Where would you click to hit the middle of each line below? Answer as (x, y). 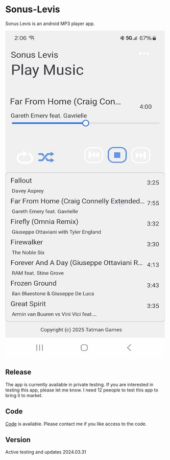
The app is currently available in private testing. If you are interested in (79, 384)
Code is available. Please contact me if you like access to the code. (76, 424)
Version (18, 440)
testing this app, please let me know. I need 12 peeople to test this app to (82, 390)
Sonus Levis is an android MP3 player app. (50, 24)
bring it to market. (24, 395)
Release (18, 372)
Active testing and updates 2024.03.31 (46, 452)
